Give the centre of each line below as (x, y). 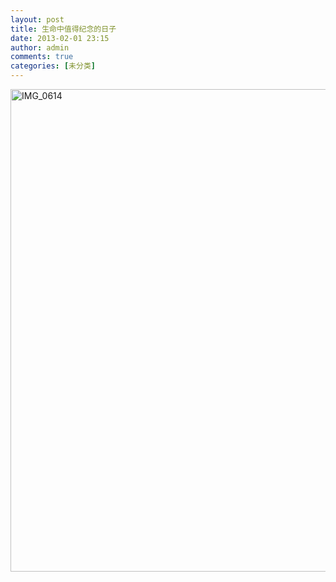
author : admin (40, 47)
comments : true (42, 57)
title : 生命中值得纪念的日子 (63, 29)
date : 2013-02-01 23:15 (60, 38)
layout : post (37, 19)
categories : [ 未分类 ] (53, 66)
